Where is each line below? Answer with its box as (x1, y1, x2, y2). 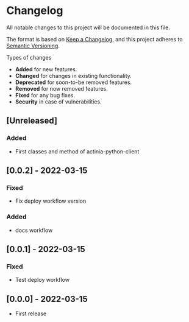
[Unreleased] (6, 116, 58, 126)
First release (15, 310, 47, 317)
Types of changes (6, 54, 52, 61)
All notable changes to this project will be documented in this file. (6, 24, 171, 31)
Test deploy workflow (15, 276, 70, 284)
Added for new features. (15, 65, 77, 73)
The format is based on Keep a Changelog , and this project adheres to (6, 35, 183, 43)
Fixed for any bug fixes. (15, 91, 75, 99)
